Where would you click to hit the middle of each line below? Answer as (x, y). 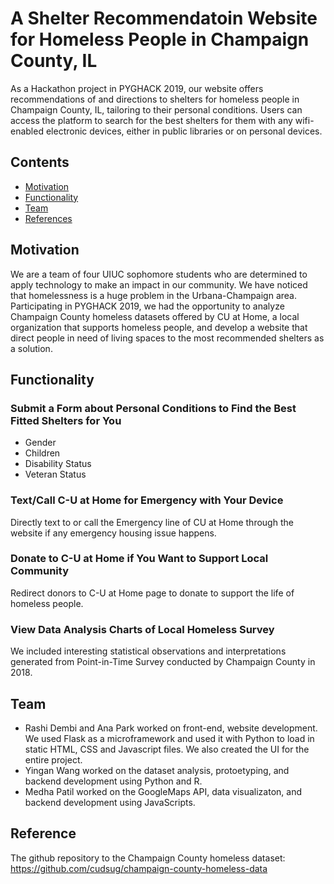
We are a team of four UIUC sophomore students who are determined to (159, 274)
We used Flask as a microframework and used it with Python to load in (169, 738)
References (48, 218)
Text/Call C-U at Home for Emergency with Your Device (147, 500)
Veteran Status (55, 474)
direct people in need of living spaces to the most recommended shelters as (167, 338)
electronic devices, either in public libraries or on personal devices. (184, 131)
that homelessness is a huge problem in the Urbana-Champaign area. (153, 295)
